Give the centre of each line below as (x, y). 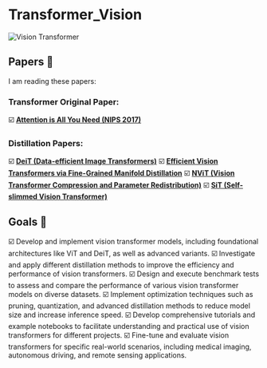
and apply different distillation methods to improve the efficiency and (121, 265)
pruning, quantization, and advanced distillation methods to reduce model (130, 306)
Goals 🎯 (28, 222)
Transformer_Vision (75, 15)
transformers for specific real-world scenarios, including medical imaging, (130, 347)
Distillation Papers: (46, 143)
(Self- (233, 185)
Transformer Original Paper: (64, 101)
